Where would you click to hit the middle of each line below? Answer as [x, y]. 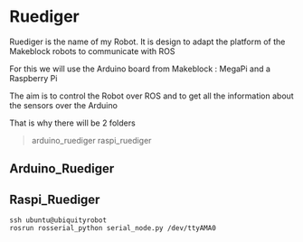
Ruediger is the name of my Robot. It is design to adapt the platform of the [147, 42]
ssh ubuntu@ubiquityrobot [58, 220]
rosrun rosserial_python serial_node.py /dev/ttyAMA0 [113, 228]
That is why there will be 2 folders [72, 123]
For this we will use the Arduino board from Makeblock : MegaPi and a [140, 69]
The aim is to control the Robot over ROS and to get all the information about [151, 96]
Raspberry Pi [33, 78]
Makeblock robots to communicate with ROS [92, 51]
